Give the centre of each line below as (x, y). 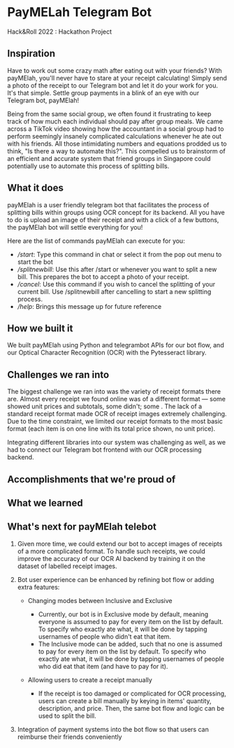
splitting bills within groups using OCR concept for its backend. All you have (116, 212)
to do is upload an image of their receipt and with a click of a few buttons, (113, 220)
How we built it (40, 328)
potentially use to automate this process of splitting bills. (88, 166)
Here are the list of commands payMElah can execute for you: (96, 241)
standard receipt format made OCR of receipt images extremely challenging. (117, 414)
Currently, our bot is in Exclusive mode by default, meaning (123, 614)
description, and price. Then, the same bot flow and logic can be (131, 708)
